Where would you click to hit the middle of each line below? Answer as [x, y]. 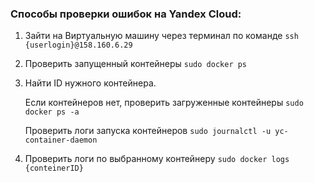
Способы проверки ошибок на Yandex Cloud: [126, 14]
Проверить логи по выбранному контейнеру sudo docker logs [157, 159]
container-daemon [61, 140]
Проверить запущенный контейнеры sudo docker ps [136, 64]
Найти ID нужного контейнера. [90, 83]
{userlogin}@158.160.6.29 [78, 45]
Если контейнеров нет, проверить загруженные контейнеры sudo [164, 103]
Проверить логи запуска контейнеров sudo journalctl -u [148, 131]
